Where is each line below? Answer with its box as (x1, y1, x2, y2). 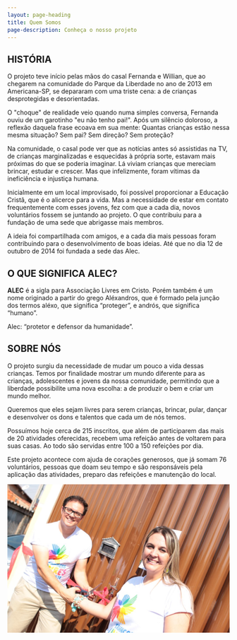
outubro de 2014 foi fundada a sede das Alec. (7, 247, 140, 256)
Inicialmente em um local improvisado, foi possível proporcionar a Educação (7, 188, 229, 197)
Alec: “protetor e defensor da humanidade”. (7, 322, 134, 331)
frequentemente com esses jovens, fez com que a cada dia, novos (7, 203, 201, 212)
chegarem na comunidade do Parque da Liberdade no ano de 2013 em (7, 80, 213, 88)
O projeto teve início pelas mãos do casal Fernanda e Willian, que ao (7, 72, 206, 81)
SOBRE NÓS (7, 343, 61, 355)
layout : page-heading (7, 11, 71, 18)
